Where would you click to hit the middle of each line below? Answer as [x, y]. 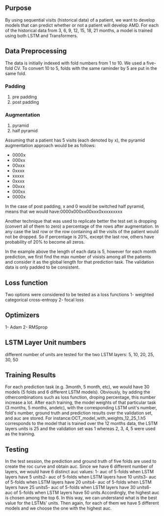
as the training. [20, 434]
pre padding [24, 97]
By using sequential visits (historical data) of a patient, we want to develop [80, 20]
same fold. [16, 73]
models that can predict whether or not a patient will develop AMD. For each [82, 25]
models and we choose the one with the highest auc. [58, 508]
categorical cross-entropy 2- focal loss [45, 300]
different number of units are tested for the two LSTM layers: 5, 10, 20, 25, [80, 354]
